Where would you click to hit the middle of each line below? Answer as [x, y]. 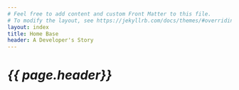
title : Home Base [33, 34]
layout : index [28, 27]
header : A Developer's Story [51, 40]
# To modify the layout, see [51, 21]
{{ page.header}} [60, 75]
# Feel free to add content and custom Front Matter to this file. [110, 14]
